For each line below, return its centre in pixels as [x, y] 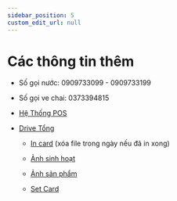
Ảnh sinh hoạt [53, 159]
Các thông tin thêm [71, 61]
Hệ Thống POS [43, 113]
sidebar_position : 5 [41, 15]
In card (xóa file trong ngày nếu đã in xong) [100, 144]
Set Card [45, 189]
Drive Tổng [36, 128]
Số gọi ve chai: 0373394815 [64, 98]
